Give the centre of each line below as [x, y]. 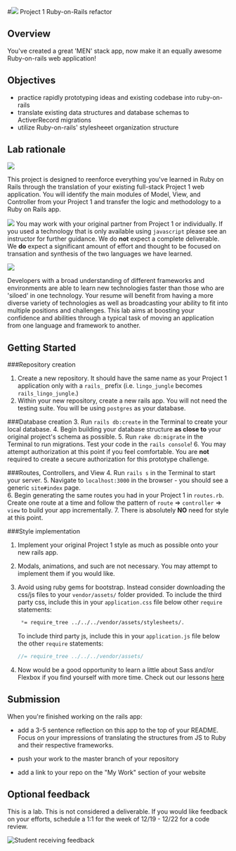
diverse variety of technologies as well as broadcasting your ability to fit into [118, 303]
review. [18, 826]
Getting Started [42, 347]
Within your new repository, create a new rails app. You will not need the [122, 401]
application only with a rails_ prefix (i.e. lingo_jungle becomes [110, 386]
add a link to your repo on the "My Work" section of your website [111, 772]
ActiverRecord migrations [54, 120]
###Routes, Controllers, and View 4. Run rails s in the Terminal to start [111, 473]
